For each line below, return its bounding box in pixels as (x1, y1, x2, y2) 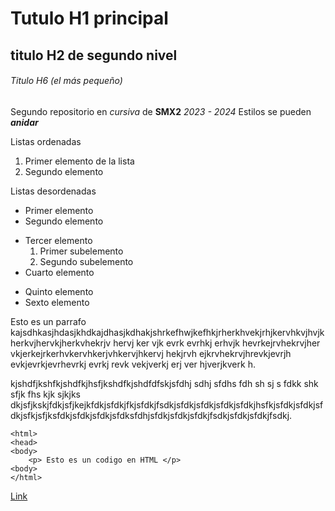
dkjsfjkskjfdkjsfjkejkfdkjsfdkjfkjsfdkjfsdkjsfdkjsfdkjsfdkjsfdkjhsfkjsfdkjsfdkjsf (10, 398, 324, 411)
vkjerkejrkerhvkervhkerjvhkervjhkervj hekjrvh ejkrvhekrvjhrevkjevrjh (10, 347, 292, 359)
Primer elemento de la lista (24, 155, 135, 167)
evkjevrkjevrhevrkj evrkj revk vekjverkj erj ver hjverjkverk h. (10, 358, 256, 370)
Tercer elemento (24, 234, 93, 246)
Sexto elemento (24, 296, 90, 308)
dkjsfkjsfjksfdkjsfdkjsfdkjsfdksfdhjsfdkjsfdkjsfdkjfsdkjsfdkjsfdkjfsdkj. (10, 409, 293, 421)
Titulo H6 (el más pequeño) (10, 75, 123, 87)
